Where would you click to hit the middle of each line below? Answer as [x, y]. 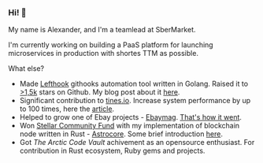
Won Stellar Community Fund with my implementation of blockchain [130, 126]
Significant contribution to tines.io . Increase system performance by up [135, 101]
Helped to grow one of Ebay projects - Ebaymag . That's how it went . [131, 117]
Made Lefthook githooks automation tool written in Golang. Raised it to [134, 84]
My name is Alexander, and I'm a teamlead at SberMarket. [102, 30]
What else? [26, 69]
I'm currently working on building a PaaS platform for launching [111, 45]
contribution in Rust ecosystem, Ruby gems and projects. [112, 151]
